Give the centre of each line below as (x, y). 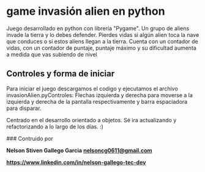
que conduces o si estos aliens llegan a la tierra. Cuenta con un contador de (102, 41)
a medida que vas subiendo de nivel (52, 54)
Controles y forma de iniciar (61, 74)
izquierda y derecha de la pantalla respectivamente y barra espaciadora (97, 101)
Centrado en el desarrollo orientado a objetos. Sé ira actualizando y (91, 120)
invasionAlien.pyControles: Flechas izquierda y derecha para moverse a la (99, 95)
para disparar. (24, 108)
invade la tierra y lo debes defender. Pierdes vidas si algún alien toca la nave (103, 34)
